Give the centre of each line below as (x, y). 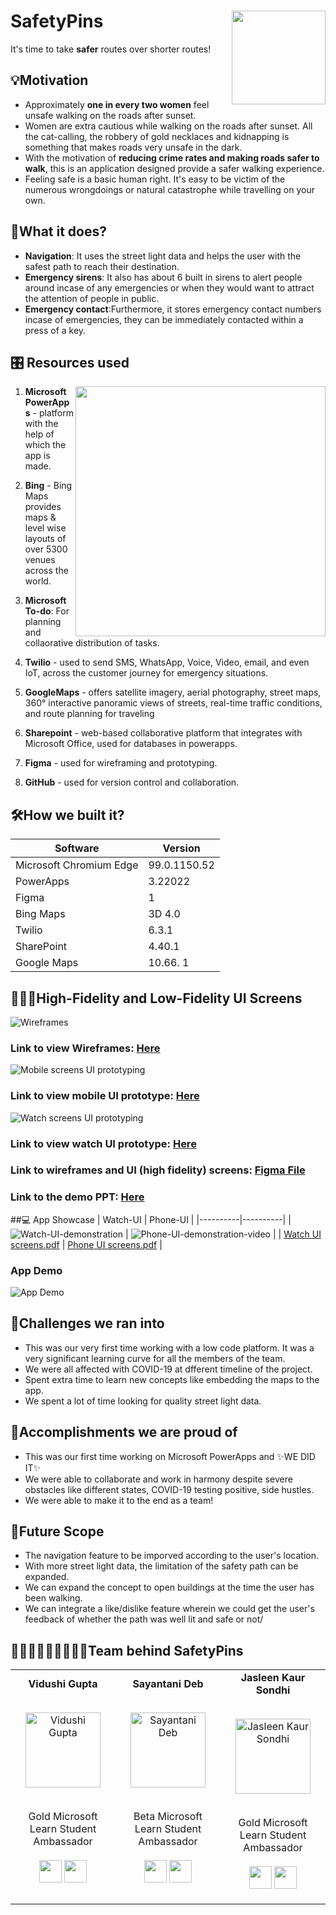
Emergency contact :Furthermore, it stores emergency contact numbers (173, 309)
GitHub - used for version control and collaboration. (132, 782)
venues (40, 560)
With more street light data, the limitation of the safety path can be (161, 1566)
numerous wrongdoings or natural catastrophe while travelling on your (169, 189)
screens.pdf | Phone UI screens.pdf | (86, 1244)
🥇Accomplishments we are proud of (124, 1432)
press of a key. (55, 330)
